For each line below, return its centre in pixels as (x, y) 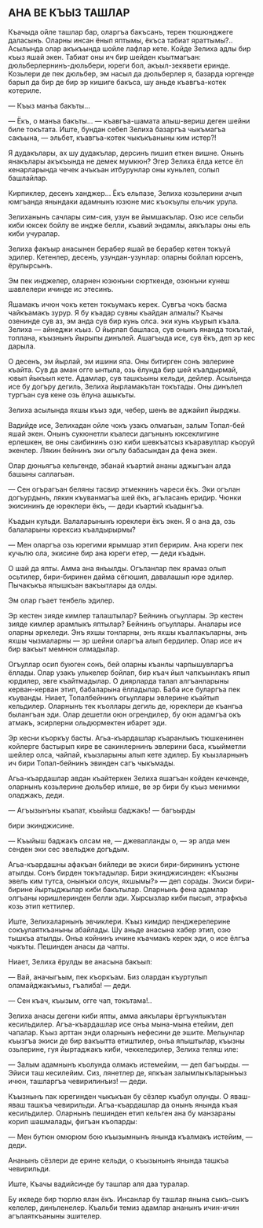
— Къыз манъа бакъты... (49, 105)
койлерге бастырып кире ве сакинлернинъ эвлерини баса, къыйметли (127, 746)
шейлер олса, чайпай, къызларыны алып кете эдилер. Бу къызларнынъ (128, 754)
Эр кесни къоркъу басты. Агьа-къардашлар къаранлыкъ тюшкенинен (126, 738)
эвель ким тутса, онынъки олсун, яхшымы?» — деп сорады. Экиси (121, 881)
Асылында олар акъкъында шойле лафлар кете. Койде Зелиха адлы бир (130, 48)
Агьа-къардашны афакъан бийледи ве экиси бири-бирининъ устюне (124, 864)
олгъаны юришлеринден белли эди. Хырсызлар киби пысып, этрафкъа (128, 898)
